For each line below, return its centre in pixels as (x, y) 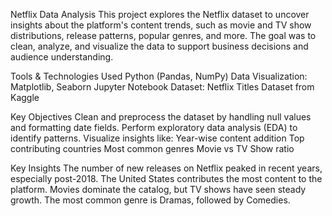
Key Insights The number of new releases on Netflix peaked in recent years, (166, 168)
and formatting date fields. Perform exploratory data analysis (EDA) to (154, 127)
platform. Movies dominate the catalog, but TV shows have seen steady (158, 189)
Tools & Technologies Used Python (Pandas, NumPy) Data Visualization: (159, 76)
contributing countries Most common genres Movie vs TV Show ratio (152, 148)
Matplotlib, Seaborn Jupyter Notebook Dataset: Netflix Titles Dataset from (162, 87)
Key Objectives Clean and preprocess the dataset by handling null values (161, 117)
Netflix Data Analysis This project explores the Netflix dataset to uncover (160, 14)
